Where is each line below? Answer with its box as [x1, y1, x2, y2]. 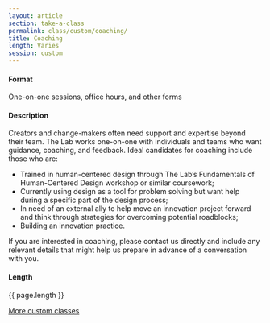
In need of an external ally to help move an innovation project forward [19, 204, 251, 213]
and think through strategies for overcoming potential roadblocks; [19, 213, 239, 222]
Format [8, 74, 34, 84]
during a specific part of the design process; [19, 195, 168, 205]
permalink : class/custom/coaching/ [8, 27, 128, 35]
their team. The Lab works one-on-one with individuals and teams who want [8, 137, 262, 147]
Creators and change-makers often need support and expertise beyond [8, 128, 246, 138]
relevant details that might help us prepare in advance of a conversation [8, 245, 247, 255]
